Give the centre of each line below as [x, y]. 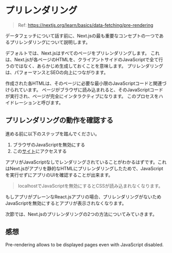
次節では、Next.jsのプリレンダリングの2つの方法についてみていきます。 [81, 214]
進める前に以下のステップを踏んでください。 [53, 134]
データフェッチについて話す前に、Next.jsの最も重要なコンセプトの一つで [82, 35]
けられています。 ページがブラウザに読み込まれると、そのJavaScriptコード [84, 89]
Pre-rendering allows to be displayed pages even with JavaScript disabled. [84, 244]
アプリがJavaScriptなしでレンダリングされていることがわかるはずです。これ [86, 162]
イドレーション [21, 102]
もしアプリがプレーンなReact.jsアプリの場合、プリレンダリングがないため [83, 196]
